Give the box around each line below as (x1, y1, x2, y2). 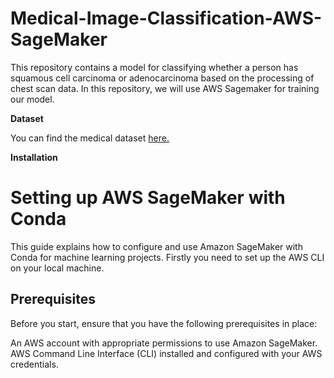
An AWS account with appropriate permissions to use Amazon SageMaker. (10, 337, 318, 349)
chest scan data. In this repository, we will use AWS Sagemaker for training (10, 82, 320, 94)
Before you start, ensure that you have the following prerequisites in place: (10, 317, 318, 329)
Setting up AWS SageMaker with (10, 187, 286, 209)
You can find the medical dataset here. (10, 132, 170, 144)
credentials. (10, 358, 59, 370)
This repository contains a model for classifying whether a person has (10, 61, 299, 73)
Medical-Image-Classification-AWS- (10, 7, 323, 30)
